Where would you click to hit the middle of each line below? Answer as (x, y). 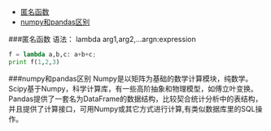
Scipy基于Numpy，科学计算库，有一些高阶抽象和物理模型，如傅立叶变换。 (133, 88)
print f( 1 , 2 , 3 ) (34, 62)
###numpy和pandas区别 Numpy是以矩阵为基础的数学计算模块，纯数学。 (131, 78)
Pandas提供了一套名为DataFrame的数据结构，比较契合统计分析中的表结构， (135, 99)
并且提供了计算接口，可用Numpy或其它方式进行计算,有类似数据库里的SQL (132, 108)
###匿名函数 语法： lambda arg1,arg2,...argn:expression (103, 39)
